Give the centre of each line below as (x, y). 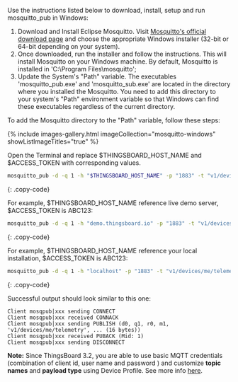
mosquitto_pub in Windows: (48, 18)
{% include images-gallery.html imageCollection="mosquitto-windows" (112, 134)
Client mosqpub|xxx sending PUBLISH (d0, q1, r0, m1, (89, 324)
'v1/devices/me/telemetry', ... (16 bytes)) (74, 330)
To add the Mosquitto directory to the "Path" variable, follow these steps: (114, 120)
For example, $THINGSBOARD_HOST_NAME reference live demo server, (113, 203)
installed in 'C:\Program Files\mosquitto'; (77, 69)
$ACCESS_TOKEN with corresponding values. (74, 163)
